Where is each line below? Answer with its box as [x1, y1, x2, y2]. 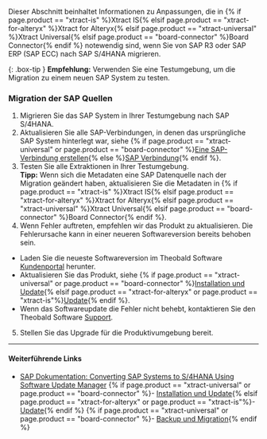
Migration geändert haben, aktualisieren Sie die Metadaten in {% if [19, 178, 238, 188]
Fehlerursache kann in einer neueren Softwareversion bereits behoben [19, 229, 252, 239]
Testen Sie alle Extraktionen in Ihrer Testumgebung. [19, 162, 189, 171]
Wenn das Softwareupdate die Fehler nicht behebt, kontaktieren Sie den [19, 304, 256, 314]
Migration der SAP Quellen [8, 92, 113, 104]
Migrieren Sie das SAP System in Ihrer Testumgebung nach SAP [19, 111, 230, 120]
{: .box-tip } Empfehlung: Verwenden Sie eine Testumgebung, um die [8, 65, 236, 74]
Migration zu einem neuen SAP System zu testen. [8, 73, 170, 82]
